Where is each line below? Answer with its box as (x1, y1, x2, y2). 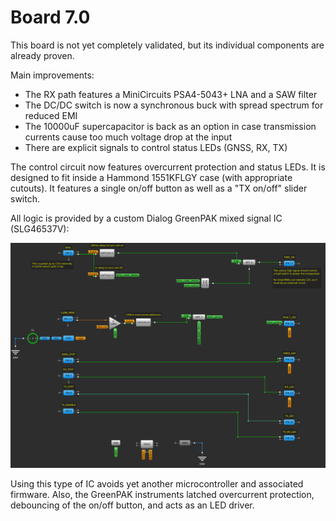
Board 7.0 (10, 6, 91, 29)
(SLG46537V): (10, 222, 70, 235)
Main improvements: (10, 69, 95, 81)
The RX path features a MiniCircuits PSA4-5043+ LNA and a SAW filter (24, 88, 318, 100)
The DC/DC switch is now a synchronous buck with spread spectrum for (24, 99, 324, 111)
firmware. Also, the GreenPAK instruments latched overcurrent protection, (10, 489, 315, 501)
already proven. (10, 49, 75, 61)
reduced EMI (24, 109, 78, 121)
